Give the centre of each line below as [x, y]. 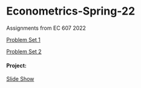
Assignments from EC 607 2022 [46, 28]
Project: [17, 66]
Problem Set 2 [24, 51]
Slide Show [20, 79]
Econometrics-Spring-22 [71, 11]
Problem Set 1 [24, 39]
